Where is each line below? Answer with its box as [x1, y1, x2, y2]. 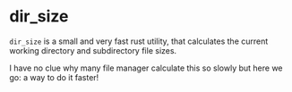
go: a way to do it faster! [9, 71, 99, 82]
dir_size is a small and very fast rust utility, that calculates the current [9, 36, 269, 46]
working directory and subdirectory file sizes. [9, 45, 177, 55]
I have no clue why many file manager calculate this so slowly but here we [9, 63, 284, 73]
